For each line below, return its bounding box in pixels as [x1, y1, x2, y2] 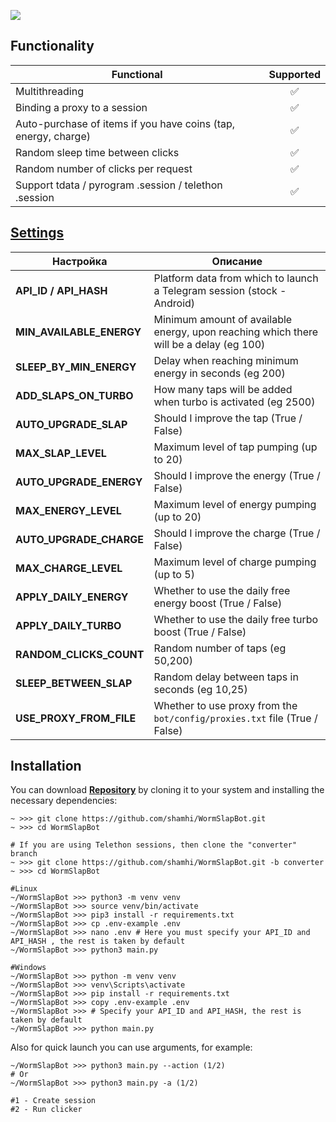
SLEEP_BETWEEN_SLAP [15, 676, 133, 690]
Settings [10, 225, 65, 242]
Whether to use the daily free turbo [153, 612, 319, 626]
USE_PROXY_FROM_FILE [15, 711, 137, 725]
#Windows [10, 963, 47, 973]
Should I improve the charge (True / [153, 526, 321, 540]
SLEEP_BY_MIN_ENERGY [15, 360, 137, 374]
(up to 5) [153, 567, 195, 581]
